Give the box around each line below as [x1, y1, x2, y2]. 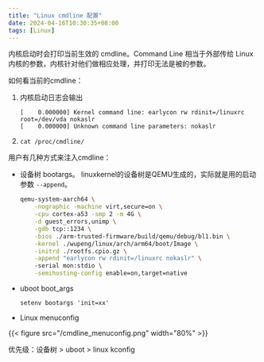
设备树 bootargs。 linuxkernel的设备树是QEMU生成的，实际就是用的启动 [19, 170, 257, 179]
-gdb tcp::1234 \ [34, 225, 91, 233]
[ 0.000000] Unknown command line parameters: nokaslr [19, 122, 216, 131]
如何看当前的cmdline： [8, 76, 83, 86]
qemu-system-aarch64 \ [19, 195, 95, 203]
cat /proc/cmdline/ [19, 138, 85, 146]
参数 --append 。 [19, 179, 72, 189]
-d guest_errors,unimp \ [34, 218, 117, 225]
